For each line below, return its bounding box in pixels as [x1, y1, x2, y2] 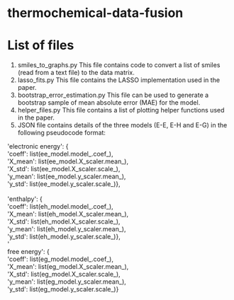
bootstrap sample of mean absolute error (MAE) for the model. [17, 98, 201, 107]
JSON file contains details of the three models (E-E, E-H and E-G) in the [17, 121, 228, 129]
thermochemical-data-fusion [7, 5, 184, 21]
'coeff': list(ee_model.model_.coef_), [7, 150, 113, 158]
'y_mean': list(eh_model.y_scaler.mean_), [7, 225, 126, 233]
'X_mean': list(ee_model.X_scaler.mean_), [7, 157, 129, 166]
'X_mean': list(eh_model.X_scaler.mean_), [7, 210, 129, 219]
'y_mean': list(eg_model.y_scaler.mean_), [7, 277, 126, 286]
